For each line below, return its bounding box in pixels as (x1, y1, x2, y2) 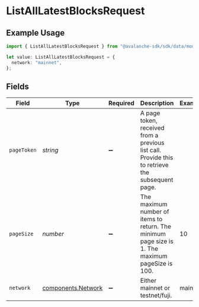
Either (140, 277, 157, 285)
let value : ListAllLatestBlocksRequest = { (6, 54, 115, 60)
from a (140, 132, 159, 140)
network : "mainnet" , (11, 59, 62, 66)
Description (140, 99, 174, 107)
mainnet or (140, 284, 171, 292)
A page (140, 109, 161, 117)
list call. (140, 146, 162, 155)
